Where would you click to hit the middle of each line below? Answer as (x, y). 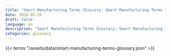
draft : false (19, 19)
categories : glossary (28, 34)
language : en (19, 24)
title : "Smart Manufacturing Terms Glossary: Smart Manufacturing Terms (84, 10)
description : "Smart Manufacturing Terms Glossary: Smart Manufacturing (84, 29)
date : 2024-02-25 (24, 15)
